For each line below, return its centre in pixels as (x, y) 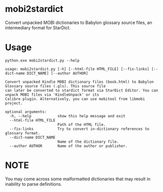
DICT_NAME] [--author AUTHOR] (58, 73)
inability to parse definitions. (34, 184)
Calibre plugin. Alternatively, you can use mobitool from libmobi (75, 99)
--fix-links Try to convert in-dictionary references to (80, 129)
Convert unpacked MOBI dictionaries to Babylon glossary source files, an (79, 22)
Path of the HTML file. (81, 125)
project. (14, 103)
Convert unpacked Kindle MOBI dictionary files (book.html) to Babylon (79, 82)
